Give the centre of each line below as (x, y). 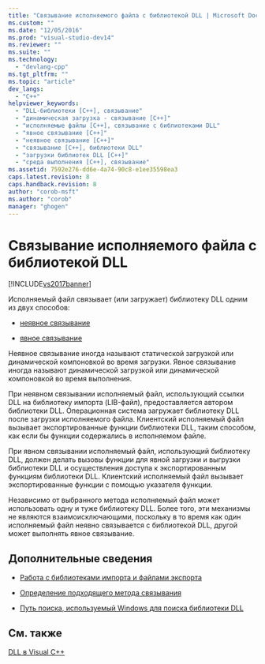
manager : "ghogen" (38, 206)
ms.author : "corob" (40, 199)
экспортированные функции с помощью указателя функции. (110, 485)
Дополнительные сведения (80, 559)
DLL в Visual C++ (37, 651)
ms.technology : (33, 60)
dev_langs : (26, 89)
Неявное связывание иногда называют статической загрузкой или (121, 354)
